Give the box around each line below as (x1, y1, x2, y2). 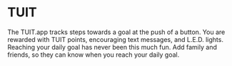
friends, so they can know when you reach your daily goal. (7, 50, 180, 59)
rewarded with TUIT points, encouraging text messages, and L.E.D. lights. (7, 35, 223, 43)
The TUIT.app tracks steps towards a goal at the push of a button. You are (7, 28, 226, 36)
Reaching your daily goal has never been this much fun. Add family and (7, 43, 218, 51)
